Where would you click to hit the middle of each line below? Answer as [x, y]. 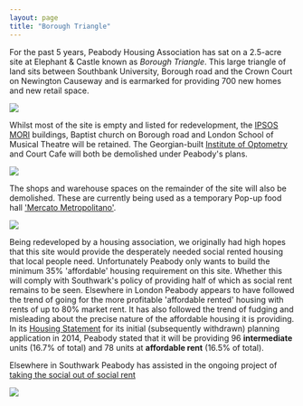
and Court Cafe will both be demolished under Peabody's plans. [129, 154]
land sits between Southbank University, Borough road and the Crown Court [151, 71]
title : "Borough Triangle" [60, 26]
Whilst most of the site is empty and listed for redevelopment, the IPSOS [144, 125]
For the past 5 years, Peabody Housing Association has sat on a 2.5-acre [146, 52]
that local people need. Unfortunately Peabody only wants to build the [140, 261]
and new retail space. [49, 90]
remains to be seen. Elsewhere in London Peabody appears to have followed [152, 289]
